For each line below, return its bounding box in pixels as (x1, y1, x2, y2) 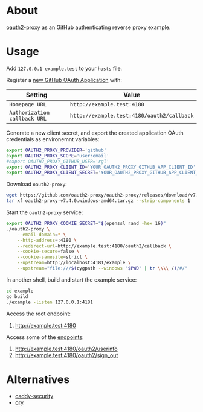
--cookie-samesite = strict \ (17, 254, 88, 260)
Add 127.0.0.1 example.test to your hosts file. (6, 65, 123, 72)
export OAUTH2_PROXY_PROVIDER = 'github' (6, 147, 107, 153)
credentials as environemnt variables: (6, 135, 100, 142)
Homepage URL (9, 101, 47, 107)
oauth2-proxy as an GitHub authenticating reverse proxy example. (6, 24, 171, 31)
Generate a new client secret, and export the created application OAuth (6, 129, 184, 136)
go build (6, 293, 28, 299)
